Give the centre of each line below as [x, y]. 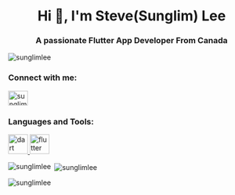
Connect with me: [43, 78]
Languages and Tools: [51, 121]
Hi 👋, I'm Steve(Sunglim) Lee [132, 16]
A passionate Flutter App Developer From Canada [132, 41]
